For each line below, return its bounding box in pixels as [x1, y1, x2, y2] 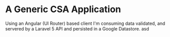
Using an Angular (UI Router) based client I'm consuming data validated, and [5, 20, 165, 26]
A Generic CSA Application [5, 4, 121, 15]
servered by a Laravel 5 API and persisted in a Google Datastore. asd [5, 25, 150, 31]
